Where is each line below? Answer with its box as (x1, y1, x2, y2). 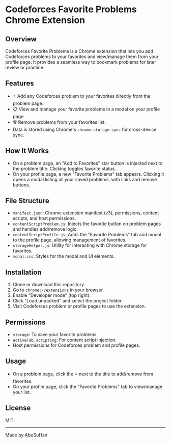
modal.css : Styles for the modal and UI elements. (12, 253, 115, 259)
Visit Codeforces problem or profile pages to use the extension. (12, 303, 146, 309)
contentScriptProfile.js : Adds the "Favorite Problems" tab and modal (12, 232, 161, 238)
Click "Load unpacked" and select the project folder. (12, 298, 123, 304)
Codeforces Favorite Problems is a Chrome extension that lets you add (5, 48, 154, 54)
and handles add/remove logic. (12, 226, 78, 232)
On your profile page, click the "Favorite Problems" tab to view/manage (12, 383, 163, 390)
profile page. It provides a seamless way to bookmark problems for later (5, 59, 156, 65)
